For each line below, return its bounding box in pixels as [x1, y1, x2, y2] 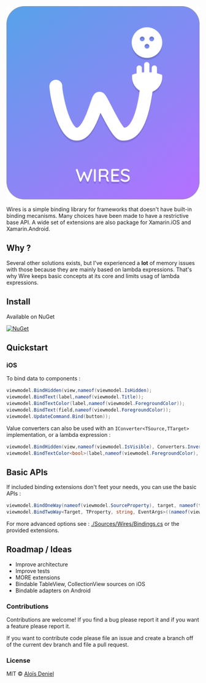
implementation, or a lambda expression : [6, 431, 111, 438]
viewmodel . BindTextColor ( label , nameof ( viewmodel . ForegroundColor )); [6, 401, 185, 407]
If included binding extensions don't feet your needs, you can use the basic [6, 484, 197, 491]
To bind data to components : [6, 375, 81, 382]
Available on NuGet [6, 313, 55, 320]
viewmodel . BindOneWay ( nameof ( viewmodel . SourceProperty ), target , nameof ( [6, 503, 199, 509]
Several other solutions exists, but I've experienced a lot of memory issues [6, 259, 195, 266]
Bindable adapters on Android [15, 587, 91, 594]
